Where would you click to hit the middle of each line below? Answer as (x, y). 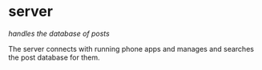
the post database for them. (54, 57)
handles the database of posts (59, 33)
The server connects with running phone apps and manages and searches (131, 49)
